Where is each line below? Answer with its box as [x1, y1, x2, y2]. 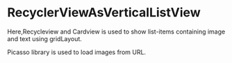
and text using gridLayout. [7, 34, 82, 42]
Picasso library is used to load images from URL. [7, 48, 147, 56]
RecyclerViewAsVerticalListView [7, 5, 201, 21]
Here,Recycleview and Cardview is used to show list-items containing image [7, 27, 226, 36]
